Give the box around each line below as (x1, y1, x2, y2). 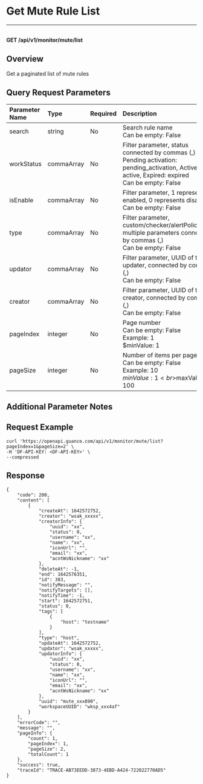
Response (6, 471, 45, 481)
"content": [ (17, 497, 50, 503)
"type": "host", (38, 635, 80, 641)
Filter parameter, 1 (122, 188, 175, 197)
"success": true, (17, 762, 61, 768)
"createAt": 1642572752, (38, 508, 101, 514)
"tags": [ (38, 608, 63, 615)
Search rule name (122, 123, 173, 131)
